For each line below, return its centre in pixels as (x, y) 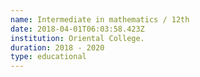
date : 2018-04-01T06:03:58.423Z (77, 29)
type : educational (48, 57)
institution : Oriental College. (77, 38)
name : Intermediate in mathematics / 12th (100, 19)
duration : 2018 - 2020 (57, 47)
